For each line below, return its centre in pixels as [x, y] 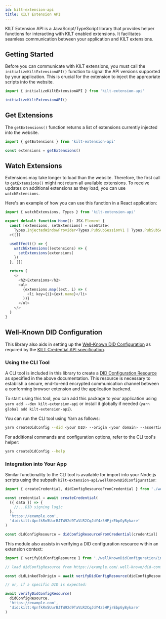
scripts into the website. [30, 82]
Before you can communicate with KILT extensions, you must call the [75, 66]
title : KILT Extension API [33, 14]
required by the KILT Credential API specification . [55, 349]
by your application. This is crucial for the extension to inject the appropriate [83, 77]
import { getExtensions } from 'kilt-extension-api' [61, 141]
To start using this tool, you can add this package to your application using [81, 398]
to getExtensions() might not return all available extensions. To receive [77, 183]
